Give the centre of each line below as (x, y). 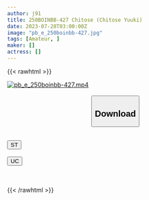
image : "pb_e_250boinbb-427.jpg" (55, 33)
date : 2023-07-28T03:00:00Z (47, 26)
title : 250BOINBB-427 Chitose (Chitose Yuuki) (75, 20)
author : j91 (24, 13)
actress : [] (24, 52)
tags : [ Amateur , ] (33, 39)
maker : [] (21, 45)
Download (115, 113)
